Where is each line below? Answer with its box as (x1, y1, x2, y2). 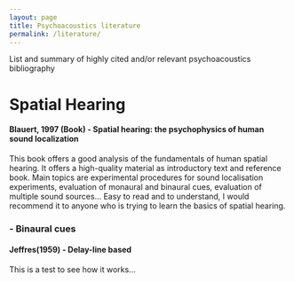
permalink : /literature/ (9, 29, 101, 38)
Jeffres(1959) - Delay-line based (9, 245, 131, 255)
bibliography (9, 63, 55, 74)
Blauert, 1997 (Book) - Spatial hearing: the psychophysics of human (9, 124, 265, 135)
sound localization (9, 134, 79, 145)
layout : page (9, 12, 58, 22)
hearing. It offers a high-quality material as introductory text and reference (9, 162, 282, 173)
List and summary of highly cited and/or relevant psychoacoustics (9, 54, 251, 65)
